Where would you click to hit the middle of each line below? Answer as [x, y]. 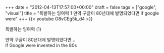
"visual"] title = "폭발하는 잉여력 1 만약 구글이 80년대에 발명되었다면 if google [82, 13]
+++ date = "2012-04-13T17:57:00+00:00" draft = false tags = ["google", [81, 7]
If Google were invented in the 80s [41, 45]
